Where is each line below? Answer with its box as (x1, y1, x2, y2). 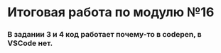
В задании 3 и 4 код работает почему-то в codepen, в (7, 30, 202, 40)
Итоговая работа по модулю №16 (7, 4, 215, 20)
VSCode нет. (7, 38, 53, 48)
